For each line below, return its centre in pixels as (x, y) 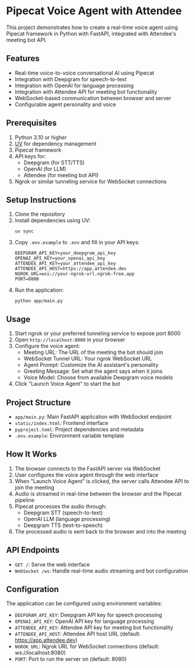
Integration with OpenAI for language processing (74, 85)
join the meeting (34, 487)
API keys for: (30, 156)
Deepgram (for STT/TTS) (54, 162)
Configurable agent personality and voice (65, 104)
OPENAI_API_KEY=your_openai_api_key (60, 258)
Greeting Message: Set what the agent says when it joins (93, 371)
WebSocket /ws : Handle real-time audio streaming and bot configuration (101, 571)
